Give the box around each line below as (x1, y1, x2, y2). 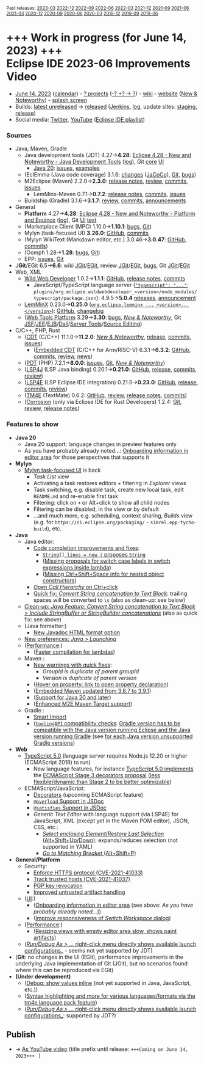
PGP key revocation (33, 882, 83, 889)
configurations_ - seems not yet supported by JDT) (24, 946, 153, 954)
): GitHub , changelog (51, 307, 104, 315)
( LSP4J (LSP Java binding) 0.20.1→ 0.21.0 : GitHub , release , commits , (24, 366, 197, 373)
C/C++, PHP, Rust (15, 327, 60, 334)
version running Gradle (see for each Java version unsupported (33, 733, 193, 740)
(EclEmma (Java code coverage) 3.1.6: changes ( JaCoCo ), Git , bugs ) (24, 171, 197, 178)
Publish (6, 1029, 36, 1039)
